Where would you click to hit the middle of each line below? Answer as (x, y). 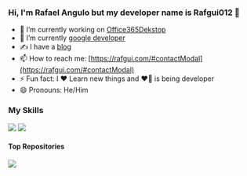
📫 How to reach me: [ (55, 59)
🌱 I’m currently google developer (72, 38)
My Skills (26, 111)
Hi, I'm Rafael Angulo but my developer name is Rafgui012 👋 (124, 13)
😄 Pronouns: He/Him (54, 90)
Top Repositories (36, 147)
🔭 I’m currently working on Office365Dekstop (93, 30)
